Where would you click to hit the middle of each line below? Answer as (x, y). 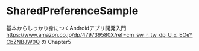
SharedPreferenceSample (72, 11)
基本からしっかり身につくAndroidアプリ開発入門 (66, 28)
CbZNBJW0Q (23, 42)
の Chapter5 (56, 42)
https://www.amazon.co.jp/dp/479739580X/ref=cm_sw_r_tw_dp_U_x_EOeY (99, 34)
